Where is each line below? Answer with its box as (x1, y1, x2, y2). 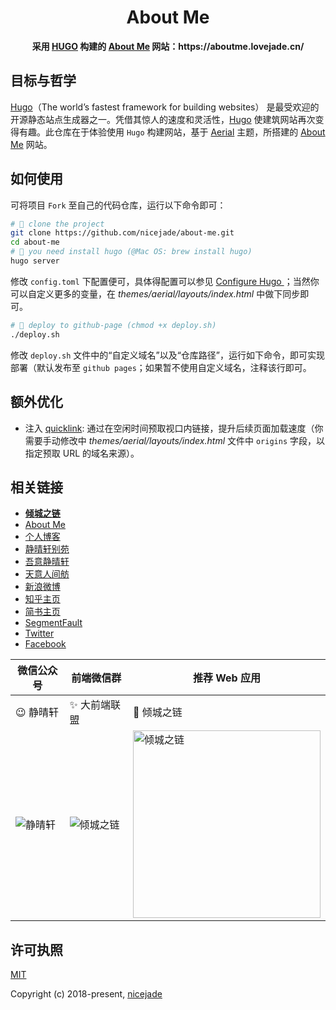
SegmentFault (24, 617, 83, 629)
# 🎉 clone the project (10, 219, 105, 229)
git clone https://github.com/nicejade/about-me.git (10, 228, 235, 238)
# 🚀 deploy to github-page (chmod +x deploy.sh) (10, 320, 217, 330)
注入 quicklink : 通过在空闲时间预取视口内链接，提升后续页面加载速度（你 (24, 422, 324, 434)
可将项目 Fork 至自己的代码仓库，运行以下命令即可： (10, 199, 227, 211)
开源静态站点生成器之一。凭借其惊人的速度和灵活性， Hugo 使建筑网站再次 (10, 113, 316, 125)
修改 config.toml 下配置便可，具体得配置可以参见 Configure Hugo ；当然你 (10, 275, 320, 287)
